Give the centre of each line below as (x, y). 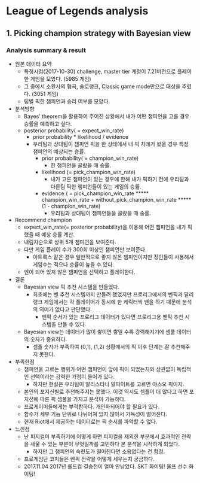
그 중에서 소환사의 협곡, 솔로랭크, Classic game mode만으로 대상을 (102, 86)
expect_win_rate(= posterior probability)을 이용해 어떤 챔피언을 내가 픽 (108, 227)
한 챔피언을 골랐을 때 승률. (81, 165)
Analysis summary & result (46, 50)
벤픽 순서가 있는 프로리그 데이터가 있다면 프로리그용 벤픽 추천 (113, 317)
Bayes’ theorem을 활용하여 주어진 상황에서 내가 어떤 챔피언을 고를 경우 (107, 116)
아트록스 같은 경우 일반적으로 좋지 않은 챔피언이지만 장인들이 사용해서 (113, 257)
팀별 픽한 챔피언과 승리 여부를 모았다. (67, 101)
